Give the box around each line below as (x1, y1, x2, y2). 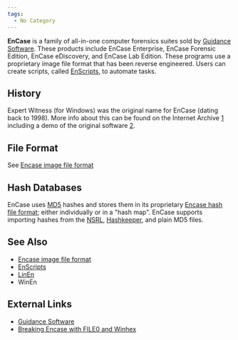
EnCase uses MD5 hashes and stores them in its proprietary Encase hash (7, 200, 223, 208)
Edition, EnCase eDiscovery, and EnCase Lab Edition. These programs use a (7, 51, 231, 60)
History (7, 87, 41, 100)
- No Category (14, 17, 56, 24)
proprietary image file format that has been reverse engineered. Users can (7, 59, 226, 68)
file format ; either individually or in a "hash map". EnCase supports (7, 208, 203, 216)
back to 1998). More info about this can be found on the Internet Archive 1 (7, 114, 224, 122)
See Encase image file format (7, 161, 94, 169)
